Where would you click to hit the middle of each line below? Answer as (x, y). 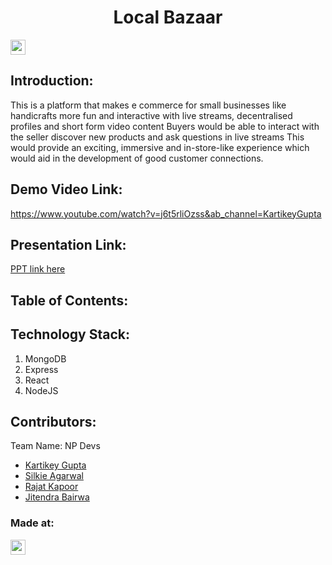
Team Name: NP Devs (55, 446)
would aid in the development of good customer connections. (137, 158)
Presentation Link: (68, 244)
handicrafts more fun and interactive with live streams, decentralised (151, 115)
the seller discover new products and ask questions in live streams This (157, 137)
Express (41, 369)
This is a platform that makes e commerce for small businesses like (148, 105)
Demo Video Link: (66, 189)
